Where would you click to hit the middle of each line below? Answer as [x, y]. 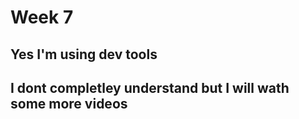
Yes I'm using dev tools [84, 54]
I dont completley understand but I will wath [150, 87]
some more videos [69, 103]
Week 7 [42, 17]
